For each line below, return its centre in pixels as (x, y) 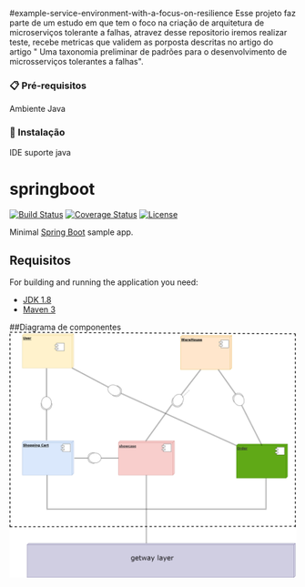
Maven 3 (39, 309)
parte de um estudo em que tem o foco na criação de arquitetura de (137, 23)
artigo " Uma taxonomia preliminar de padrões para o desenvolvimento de (148, 52)
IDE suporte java (40, 152)
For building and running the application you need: (104, 282)
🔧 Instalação (37, 133)
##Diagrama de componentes (65, 328)
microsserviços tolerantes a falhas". (76, 61)
